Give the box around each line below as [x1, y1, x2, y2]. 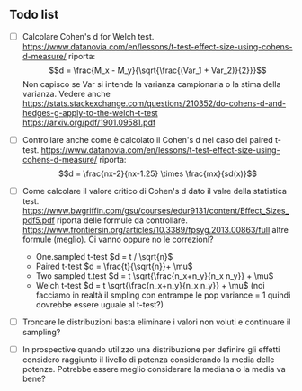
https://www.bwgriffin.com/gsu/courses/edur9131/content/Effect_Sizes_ [22, 206, 289, 216]
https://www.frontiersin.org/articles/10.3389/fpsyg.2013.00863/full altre [22, 225, 289, 235]
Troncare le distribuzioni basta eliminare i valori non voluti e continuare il [22, 316, 291, 327]
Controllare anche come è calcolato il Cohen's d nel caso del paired [22, 134, 273, 145]
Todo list [9, 7, 59, 22]
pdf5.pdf [22, 215, 56, 226]
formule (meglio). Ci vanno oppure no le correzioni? [22, 234, 214, 244]
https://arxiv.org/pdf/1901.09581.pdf [22, 117, 156, 128]
